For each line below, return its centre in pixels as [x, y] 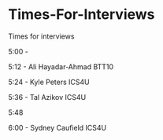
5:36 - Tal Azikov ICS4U [47, 97]
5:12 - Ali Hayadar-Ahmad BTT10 [61, 66]
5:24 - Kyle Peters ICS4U [49, 82]
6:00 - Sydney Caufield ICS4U [57, 127]
